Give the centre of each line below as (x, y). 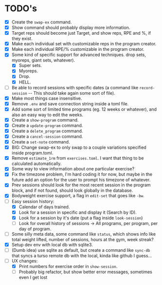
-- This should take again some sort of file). (72, 93)
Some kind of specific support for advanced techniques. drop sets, (79, 55)
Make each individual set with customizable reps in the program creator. (84, 44)
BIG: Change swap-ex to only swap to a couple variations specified (79, 147)
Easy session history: (33, 201)
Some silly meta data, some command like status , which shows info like (84, 234)
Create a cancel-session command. (47, 136)
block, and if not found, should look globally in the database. (72, 190)
